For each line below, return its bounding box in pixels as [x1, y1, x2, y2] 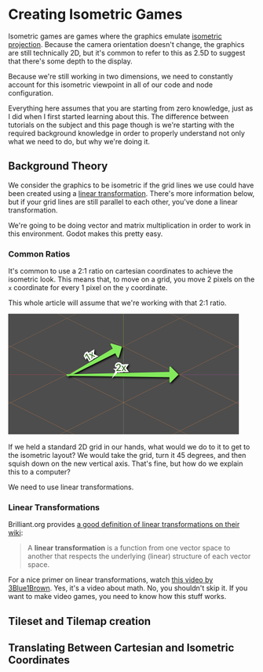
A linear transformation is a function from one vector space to [27, 543, 231, 553]
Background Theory [8, 159, 108, 173]
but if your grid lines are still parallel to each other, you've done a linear [8, 197, 238, 206]
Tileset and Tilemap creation [8, 614, 152, 628]
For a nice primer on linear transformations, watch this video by [8, 575, 214, 585]
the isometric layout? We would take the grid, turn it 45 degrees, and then [8, 451, 247, 460]
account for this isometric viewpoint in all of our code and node [8, 80, 214, 89]
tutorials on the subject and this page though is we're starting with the [8, 120, 235, 129]
